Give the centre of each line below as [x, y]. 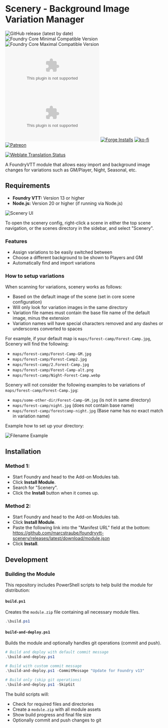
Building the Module [30, 574]
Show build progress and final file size [52, 714]
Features [16, 241]
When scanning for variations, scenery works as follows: [64, 287]
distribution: [18, 590]
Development [27, 559]
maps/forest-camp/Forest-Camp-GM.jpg [52, 354]
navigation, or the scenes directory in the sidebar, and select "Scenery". [79, 228]
